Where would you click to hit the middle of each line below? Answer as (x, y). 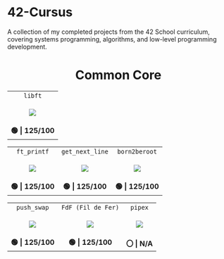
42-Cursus (40, 12)
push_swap (33, 207)
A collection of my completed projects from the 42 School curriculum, (108, 32)
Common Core (118, 75)
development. (27, 46)
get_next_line (85, 151)
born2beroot (137, 151)
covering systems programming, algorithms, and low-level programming (112, 39)
